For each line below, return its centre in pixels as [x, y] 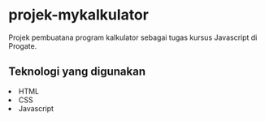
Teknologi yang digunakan [77, 72]
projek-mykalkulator [78, 15]
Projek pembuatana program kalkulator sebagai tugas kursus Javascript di [133, 37]
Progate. [23, 45]
